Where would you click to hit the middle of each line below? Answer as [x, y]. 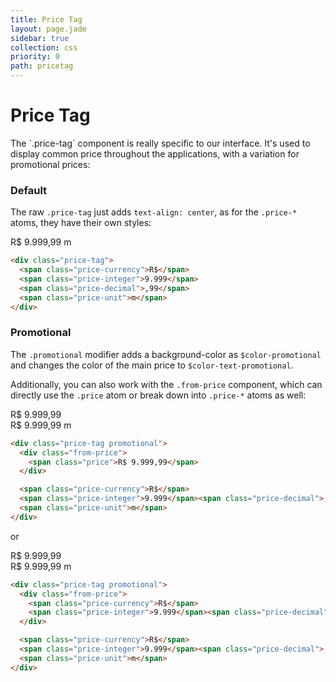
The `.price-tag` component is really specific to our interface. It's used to [160, 143]
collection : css [44, 47]
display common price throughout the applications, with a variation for [155, 153]
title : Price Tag [46, 19]
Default [29, 190]
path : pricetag [42, 66]
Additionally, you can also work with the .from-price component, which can [166, 384]
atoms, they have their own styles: [81, 223]
